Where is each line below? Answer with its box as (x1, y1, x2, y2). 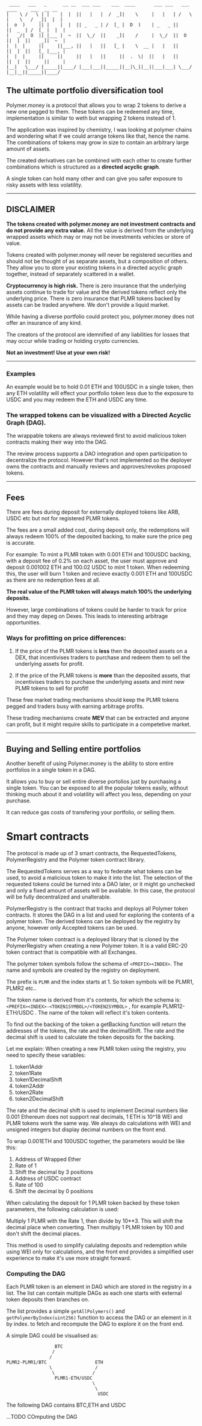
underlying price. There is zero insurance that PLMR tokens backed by (6, 295, 181, 302)
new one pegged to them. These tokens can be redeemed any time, (6, 108, 174, 115)
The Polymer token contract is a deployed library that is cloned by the (6, 936, 179, 943)
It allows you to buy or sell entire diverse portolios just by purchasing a (6, 778, 182, 785)
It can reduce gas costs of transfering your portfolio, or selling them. (6, 809, 176, 816)
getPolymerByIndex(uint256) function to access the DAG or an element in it (6, 1314, 192, 1321)
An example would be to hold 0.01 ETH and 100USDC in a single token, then (6, 383, 194, 390)
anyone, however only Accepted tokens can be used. (6, 924, 138, 932)
